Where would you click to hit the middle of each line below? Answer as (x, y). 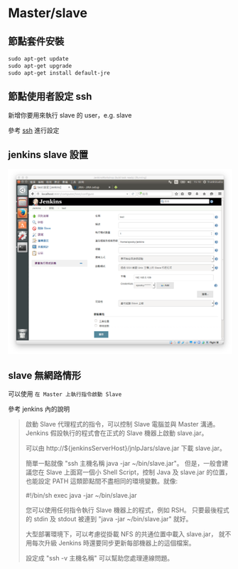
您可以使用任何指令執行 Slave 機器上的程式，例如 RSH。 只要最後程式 (127, 510)
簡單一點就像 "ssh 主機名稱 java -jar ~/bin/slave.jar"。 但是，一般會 (124, 464)
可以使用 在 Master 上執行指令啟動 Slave (65, 394)
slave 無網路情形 (44, 375)
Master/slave (48, 13)
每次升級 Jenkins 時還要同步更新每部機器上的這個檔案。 (113, 543)
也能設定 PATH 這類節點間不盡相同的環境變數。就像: (102, 481)
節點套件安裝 (36, 41)
